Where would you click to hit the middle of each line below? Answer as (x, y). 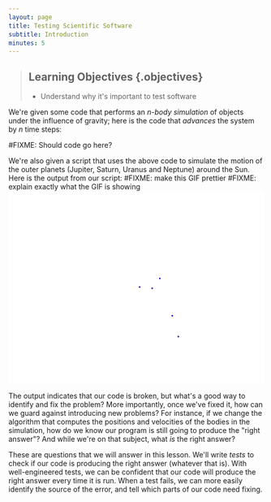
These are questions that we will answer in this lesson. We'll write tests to (131, 455)
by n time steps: (35, 129)
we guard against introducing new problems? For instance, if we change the (135, 413)
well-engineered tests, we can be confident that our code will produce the (132, 472)
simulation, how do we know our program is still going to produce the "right (134, 431)
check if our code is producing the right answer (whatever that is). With (128, 464)
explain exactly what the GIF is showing (74, 187)
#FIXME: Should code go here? (60, 145)
